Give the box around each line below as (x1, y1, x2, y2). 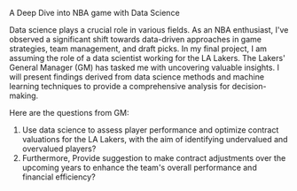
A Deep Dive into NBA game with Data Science (9, 8, 180, 18)
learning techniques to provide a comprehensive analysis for (9, 81, 231, 91)
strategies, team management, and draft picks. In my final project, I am (9, 43, 268, 54)
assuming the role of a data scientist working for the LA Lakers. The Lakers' (9, 53, 285, 63)
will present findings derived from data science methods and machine (9, 72, 264, 82)
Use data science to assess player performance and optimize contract (21, 125, 279, 135)
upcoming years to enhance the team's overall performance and (21, 163, 257, 172)
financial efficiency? (21, 172, 96, 182)
